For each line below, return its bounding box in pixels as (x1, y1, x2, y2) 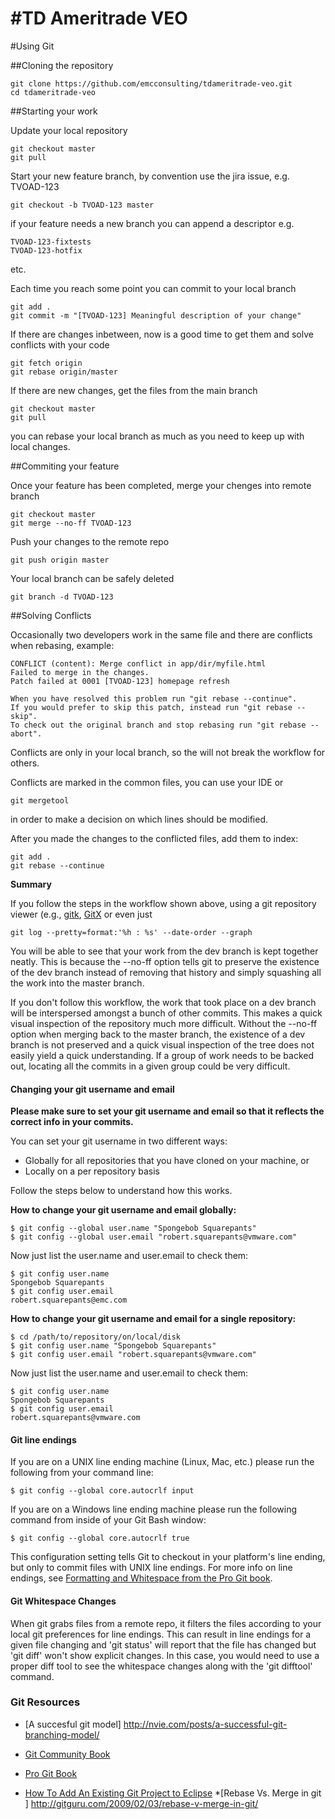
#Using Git (10, 40, 55, 52)
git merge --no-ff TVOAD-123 (10, 518, 132, 528)
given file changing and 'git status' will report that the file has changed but (10, 1638, 317, 1651)
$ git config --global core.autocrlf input (10, 1486, 195, 1496)
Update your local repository (10, 124, 128, 136)
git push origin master (10, 555, 110, 565)
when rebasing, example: (10, 639, 115, 651)
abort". (10, 728, 43, 739)
